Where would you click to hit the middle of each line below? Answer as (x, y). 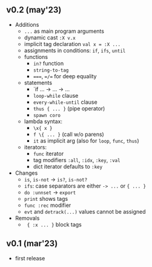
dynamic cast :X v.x (50, 37)
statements (38, 83)
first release (30, 258)
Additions (27, 24)
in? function (48, 63)
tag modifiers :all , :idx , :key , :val (77, 160)
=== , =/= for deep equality (65, 76)
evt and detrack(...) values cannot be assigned (85, 211)
